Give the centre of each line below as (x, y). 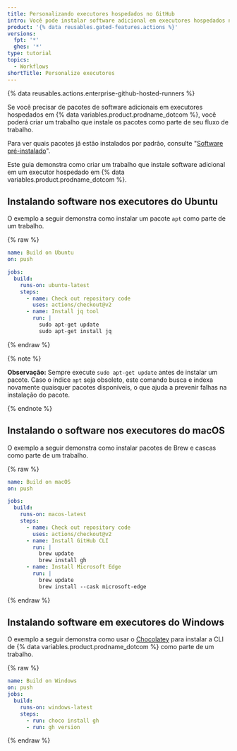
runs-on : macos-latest (53, 514)
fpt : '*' (26, 40)
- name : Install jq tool (62, 312)
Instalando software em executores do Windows (116, 623)
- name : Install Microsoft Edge (73, 567)
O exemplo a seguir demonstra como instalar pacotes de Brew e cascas (112, 448)
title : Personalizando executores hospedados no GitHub (91, 14)
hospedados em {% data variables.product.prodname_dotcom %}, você (112, 115)
